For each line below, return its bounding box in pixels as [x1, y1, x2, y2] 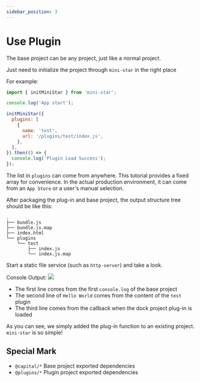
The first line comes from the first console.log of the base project [14, 285, 178, 293]
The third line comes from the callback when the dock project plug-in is [14, 305, 192, 312]
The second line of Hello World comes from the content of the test [14, 292, 182, 299]
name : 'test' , [22, 127, 58, 134]
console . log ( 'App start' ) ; [6, 100, 74, 106]
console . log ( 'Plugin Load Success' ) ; [11, 155, 106, 162]
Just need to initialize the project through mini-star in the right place [6, 66, 177, 73]
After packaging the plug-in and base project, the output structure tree [6, 196, 181, 204]
